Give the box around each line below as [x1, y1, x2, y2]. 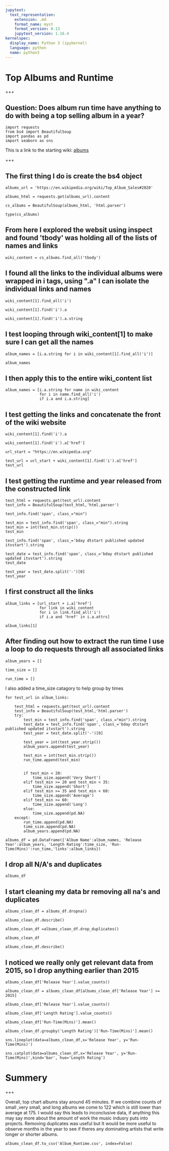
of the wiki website [5, 418, 66, 427]
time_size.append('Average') [32, 793, 94, 798]
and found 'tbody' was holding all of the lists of [5, 233, 157, 242]
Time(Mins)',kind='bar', [5, 1055, 58, 1060]
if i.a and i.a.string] [39, 396, 90, 402]
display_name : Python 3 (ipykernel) [10, 41, 87, 46]
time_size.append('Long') [32, 802, 87, 807]
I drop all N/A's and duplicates [5, 860, 103, 869]
